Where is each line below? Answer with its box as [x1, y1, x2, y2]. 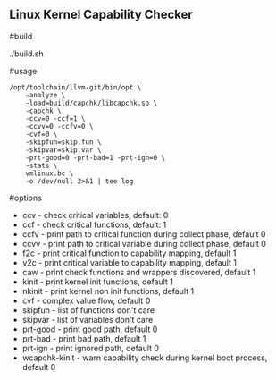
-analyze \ [25, 90, 66, 99]
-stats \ [25, 161, 58, 170]
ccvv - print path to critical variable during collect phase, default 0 [21, 238, 266, 249]
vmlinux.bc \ [25, 169, 74, 178]
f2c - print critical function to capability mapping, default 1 [21, 248, 237, 258]
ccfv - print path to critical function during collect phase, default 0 [21, 228, 266, 240]
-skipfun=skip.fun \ [25, 138, 102, 147]
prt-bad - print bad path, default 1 [21, 333, 146, 343]
